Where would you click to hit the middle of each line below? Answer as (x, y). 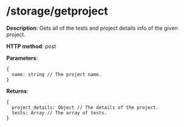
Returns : (17, 91)
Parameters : (22, 58)
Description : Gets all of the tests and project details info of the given (92, 28)
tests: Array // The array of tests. (60, 113)
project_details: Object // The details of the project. (85, 108)
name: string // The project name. (57, 74)
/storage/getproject (57, 11)
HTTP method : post (31, 46)
